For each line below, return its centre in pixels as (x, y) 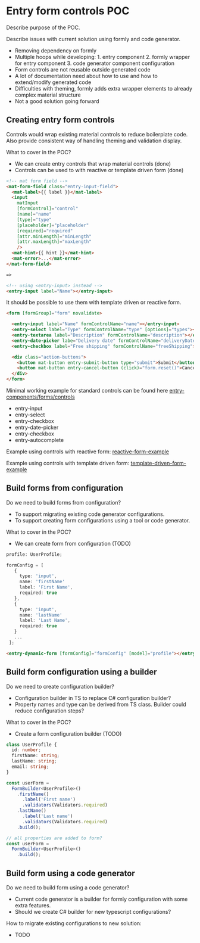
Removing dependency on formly (56, 50)
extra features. (33, 905)
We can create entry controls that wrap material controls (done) (93, 164)
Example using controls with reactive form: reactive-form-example (88, 452)
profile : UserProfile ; (34, 554)
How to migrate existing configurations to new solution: (74, 923)
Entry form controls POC (68, 11)
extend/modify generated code (53, 82)
